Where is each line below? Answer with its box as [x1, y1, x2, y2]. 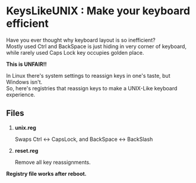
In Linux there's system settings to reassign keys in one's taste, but [6, 72, 170, 79]
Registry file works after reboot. [6, 170, 87, 177]
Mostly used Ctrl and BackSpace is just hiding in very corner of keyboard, [6, 43, 187, 50]
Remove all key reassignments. [14, 159, 91, 166]
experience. [6, 91, 36, 98]
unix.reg [14, 124, 37, 131]
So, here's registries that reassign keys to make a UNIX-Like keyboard [6, 84, 178, 91]
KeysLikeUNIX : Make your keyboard [6, 4, 191, 18]
